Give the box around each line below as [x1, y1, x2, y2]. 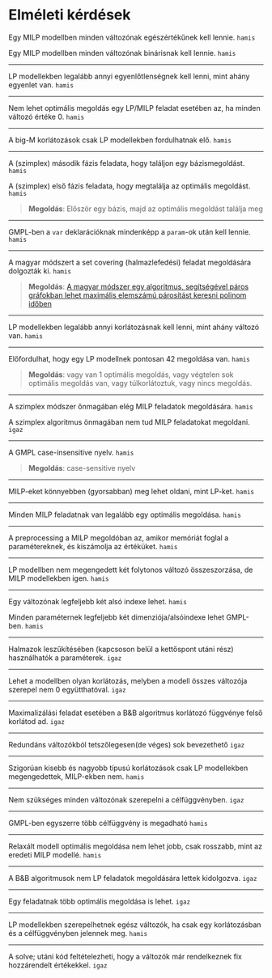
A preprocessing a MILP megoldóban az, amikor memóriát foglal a [8, 532, 229, 543]
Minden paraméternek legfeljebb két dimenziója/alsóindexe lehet [8, 612, 225, 622]
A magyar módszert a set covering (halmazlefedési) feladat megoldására [8, 257, 252, 267]
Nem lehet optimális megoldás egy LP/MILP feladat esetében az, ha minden [8, 103, 261, 112]
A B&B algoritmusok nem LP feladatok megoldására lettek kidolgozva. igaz [8, 873, 257, 883]
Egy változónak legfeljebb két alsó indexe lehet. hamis [8, 596, 188, 606]
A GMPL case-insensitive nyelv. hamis [8, 447, 134, 457]
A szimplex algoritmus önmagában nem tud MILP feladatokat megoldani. [8, 417, 250, 426]
